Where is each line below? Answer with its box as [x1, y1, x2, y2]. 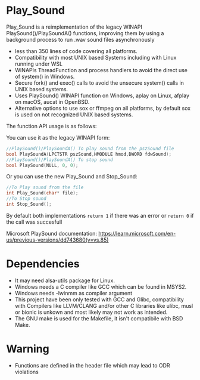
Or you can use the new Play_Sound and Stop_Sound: [6, 173, 138, 180]
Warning [6, 342, 49, 356]
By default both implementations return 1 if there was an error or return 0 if [6, 212, 194, 219]
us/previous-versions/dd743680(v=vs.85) [6, 236, 109, 243]
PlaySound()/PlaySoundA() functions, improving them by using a [6, 29, 164, 36]
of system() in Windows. [14, 73, 75, 80]
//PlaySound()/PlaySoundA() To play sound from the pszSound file [6, 146, 174, 152]
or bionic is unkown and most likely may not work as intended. [14, 308, 168, 316]
